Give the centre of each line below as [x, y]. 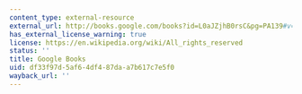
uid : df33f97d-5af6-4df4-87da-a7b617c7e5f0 [92, 68]
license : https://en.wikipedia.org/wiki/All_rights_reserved [126, 43]
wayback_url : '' [40, 76]
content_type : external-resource [72, 17]
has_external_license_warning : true [78, 34]
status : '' [30, 51]
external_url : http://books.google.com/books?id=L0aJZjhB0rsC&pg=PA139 [146, 26]
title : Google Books [48, 59]
